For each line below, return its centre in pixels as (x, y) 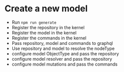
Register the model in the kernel (44, 33)
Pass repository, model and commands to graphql (62, 43)
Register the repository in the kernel (48, 27)
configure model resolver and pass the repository (62, 59)
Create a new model (46, 9)
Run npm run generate (34, 22)
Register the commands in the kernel (49, 38)
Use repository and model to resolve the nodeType (63, 48)
